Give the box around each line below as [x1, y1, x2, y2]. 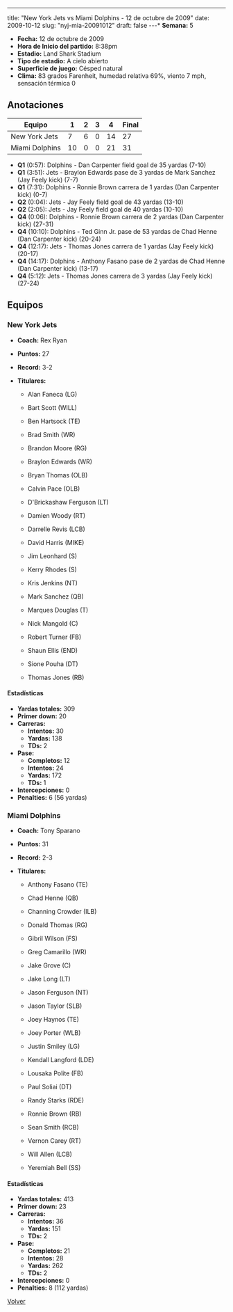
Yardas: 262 [27, 1261, 64, 1270]
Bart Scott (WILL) [27, 403, 78, 411]
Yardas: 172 [27, 770, 62, 780]
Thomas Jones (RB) [27, 673, 85, 681]
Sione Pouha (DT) [27, 659, 78, 668]
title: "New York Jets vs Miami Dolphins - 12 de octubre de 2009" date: [7, 14, 209, 22]
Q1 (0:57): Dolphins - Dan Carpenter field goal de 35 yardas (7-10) [17, 161, 207, 169]
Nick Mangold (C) [27, 619, 78, 627]
